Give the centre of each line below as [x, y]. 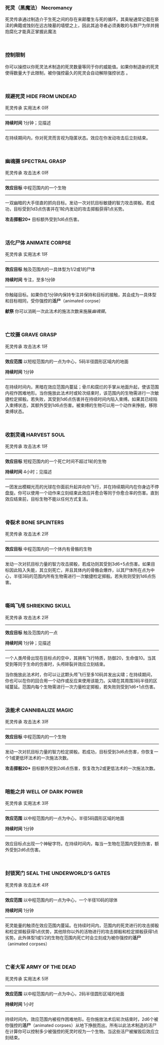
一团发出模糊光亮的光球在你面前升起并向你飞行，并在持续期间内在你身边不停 [82, 487]
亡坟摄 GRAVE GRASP [31, 335]
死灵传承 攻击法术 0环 [27, 173]
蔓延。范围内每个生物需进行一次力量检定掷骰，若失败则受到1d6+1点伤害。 [83, 687]
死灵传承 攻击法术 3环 [27, 722]
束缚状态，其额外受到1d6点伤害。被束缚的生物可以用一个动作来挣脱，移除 [83, 405]
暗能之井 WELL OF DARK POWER [44, 792]
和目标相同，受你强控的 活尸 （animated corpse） [54, 301]
